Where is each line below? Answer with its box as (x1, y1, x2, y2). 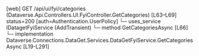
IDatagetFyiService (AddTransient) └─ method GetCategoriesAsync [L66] (6, 24, 188, 31)
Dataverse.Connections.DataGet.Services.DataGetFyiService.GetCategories (6, 37, 194, 43)
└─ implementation (6, 30, 54, 38)
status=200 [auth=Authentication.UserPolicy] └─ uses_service (6, 18, 161, 24)
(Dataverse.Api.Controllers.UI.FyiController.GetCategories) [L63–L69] (6, 11, 177, 18)
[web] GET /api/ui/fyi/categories (6, 5, 86, 12)
